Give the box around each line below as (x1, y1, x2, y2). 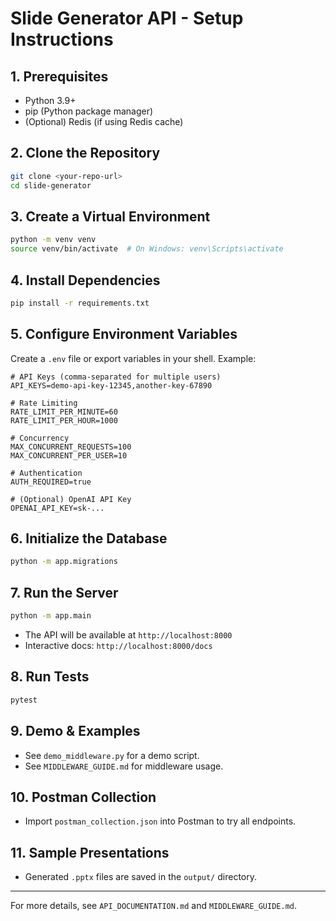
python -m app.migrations (10, 557, 118, 567)
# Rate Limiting (10, 398, 78, 408)
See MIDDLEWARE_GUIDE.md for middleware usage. (24, 760, 224, 772)
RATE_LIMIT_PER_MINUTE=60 (10, 407, 118, 417)
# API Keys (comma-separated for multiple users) (10, 372, 222, 382)
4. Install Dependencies (10, 272, 161, 289)
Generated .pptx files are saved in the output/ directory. (24, 871, 257, 883)
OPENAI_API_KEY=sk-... (10, 503, 105, 513)
